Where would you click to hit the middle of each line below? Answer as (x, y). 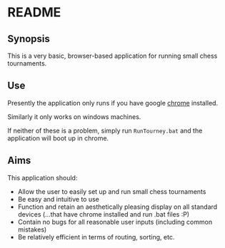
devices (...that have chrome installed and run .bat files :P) (104, 214)
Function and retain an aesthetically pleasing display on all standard (117, 207)
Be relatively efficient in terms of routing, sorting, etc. (96, 237)
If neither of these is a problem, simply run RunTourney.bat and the (105, 130)
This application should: (42, 177)
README (34, 12)
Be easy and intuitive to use (59, 199)
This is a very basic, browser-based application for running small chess (112, 56)
